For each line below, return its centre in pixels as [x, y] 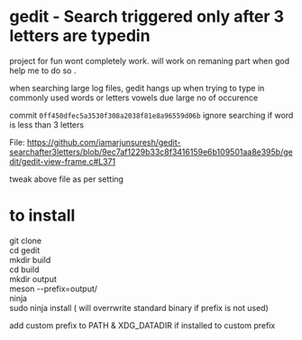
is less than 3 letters [46, 125]
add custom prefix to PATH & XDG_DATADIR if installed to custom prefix [142, 325]
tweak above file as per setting [67, 179]
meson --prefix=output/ [53, 288]
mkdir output [33, 279]
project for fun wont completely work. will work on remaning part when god [150, 61]
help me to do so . [43, 71]
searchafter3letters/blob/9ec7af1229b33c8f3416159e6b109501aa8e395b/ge [151, 152]
